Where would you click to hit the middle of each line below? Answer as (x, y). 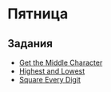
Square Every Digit (50, 80)
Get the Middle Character (61, 62)
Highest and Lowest (52, 71)
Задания (30, 44)
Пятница (38, 14)
